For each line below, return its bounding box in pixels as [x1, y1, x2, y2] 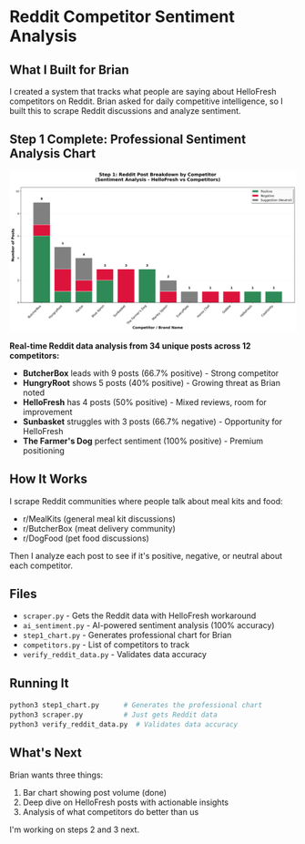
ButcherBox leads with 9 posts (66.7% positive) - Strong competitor [22, 367, 280, 379]
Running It [9, 676, 69, 691]
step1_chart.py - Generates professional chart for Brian [22, 630, 232, 641]
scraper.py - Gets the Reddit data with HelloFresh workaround [22, 610, 257, 621]
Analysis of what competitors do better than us [22, 806, 199, 817]
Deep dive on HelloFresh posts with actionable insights [22, 797, 229, 808]
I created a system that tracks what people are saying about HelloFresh [9, 86, 277, 97]
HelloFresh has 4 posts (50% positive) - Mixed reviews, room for [22, 396, 267, 407]
